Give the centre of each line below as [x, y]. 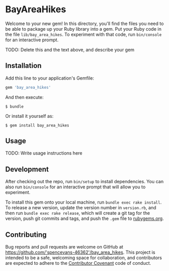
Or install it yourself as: [29, 116]
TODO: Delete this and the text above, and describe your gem [70, 50]
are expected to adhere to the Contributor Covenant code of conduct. [78, 263]
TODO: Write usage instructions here [44, 153]
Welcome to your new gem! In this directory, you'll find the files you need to [84, 23]
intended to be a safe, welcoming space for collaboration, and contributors [83, 258]
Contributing [26, 235]
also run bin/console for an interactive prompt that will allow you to [76, 187]
